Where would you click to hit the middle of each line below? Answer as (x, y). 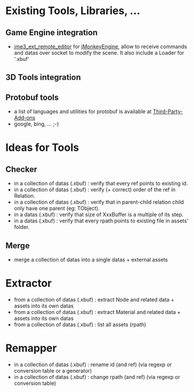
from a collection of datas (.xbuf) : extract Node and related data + (94, 299)
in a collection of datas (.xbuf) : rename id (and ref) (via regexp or (93, 364)
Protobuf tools (32, 97)
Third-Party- (168, 111)
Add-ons (25, 118)
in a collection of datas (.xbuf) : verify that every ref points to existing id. (101, 184)
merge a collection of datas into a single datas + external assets (91, 260)
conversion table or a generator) (53, 370)
